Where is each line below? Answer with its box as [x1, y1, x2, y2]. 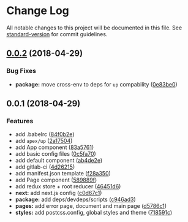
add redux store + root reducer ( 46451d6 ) [15, 183, 121, 190]
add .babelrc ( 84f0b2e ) [15, 131, 75, 138]
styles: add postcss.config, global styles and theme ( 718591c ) [15, 209, 173, 216]
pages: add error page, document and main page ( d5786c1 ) [15, 202, 167, 210]
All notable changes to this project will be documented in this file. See [6, 24, 182, 31]
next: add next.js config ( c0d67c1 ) [15, 189, 102, 197]
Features [6, 117, 34, 125]
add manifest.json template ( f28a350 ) [15, 170, 111, 177]
